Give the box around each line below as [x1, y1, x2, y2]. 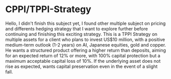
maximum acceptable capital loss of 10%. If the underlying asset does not [5, 58, 161, 64]
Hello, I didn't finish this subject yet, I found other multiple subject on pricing [5, 20, 166, 26]
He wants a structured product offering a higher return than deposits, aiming [5, 47, 166, 53]
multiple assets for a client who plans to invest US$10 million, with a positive [5, 36, 165, 43]
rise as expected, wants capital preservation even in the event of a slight [5, 63, 158, 69]
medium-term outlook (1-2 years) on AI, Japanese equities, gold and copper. [5, 42, 166, 48]
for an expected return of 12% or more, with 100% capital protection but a [5, 52, 161, 59]
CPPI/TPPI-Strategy [5, 4, 91, 15]
